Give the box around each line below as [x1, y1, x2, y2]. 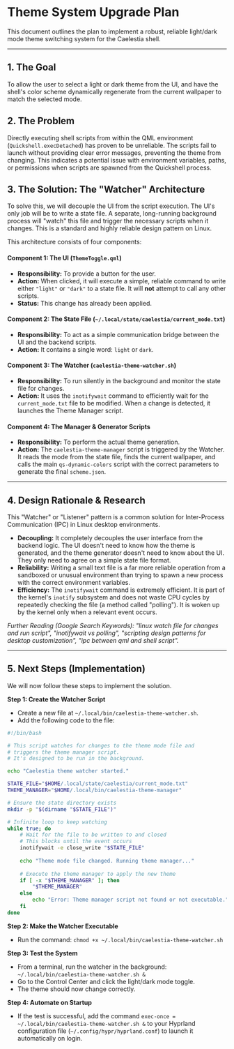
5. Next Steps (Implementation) [7, 663, 146, 675]
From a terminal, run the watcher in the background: [17, 962, 167, 971]
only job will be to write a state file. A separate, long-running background [7, 209, 217, 218]
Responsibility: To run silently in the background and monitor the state [17, 376, 221, 385]
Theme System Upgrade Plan [7, 4, 180, 20]
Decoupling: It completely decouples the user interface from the [17, 534, 203, 542]
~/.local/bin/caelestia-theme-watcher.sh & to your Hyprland [17, 1019, 196, 1027]
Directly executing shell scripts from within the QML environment [7, 133, 194, 142]
